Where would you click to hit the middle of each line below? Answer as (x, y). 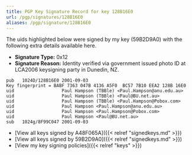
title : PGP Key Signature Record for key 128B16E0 (70, 12)
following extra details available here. (51, 46)
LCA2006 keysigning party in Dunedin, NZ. (67, 70)
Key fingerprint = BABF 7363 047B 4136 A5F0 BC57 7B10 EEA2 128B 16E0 (96, 86)
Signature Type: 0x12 (41, 57)
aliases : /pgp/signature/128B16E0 (49, 22)
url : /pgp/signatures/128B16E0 (45, 17)
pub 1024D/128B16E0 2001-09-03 (47, 80)
